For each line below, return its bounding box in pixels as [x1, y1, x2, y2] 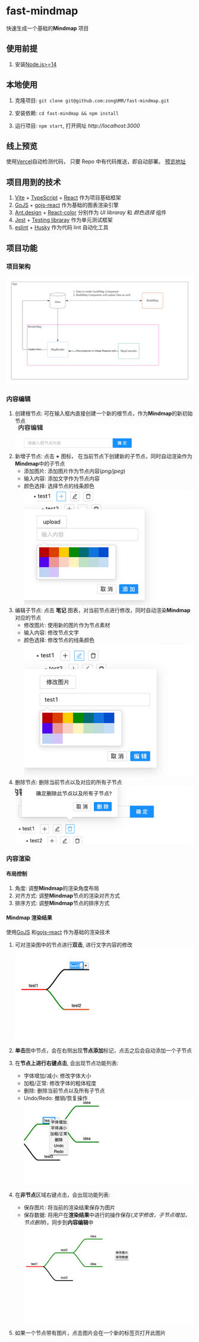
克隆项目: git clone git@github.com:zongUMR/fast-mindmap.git [14, 96, 169, 104]
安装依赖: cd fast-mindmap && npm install [14, 109, 119, 117]
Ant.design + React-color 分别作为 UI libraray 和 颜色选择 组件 [14, 209, 167, 216]
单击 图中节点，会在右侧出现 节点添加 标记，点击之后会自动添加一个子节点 [14, 1047, 192, 1054]
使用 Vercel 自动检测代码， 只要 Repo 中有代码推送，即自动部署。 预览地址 [6, 158, 186, 165]
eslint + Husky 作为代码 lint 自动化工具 [14, 224, 109, 231]
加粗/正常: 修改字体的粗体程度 [23, 1079, 97, 1087]
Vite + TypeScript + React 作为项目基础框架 [14, 194, 121, 201]
